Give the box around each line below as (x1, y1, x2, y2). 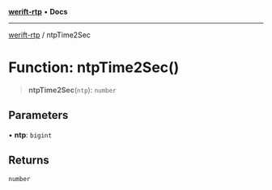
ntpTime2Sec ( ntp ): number (28, 85, 117, 95)
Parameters (8, 108, 69, 122)
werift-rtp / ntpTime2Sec (8, 30, 91, 40)
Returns (8, 154, 50, 167)
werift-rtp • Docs (8, 7, 68, 16)
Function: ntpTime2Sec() (8, 58, 180, 77)
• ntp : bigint (8, 129, 53, 140)
